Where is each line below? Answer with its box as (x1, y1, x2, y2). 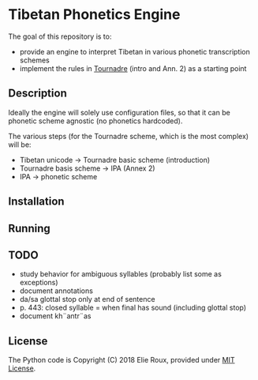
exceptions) (19, 278, 58, 288)
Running (8, 221, 51, 235)
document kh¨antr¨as (19, 311, 92, 321)
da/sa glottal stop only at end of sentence (19, 295, 155, 304)
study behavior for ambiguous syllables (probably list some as (19, 269, 222, 279)
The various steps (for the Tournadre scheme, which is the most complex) (8, 131, 249, 141)
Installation (8, 195, 65, 209)
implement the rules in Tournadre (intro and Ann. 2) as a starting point (19, 63, 247, 73)
